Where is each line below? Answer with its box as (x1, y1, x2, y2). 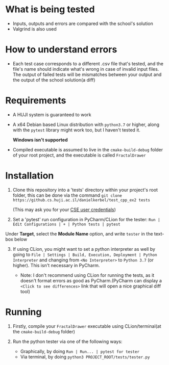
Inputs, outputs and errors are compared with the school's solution (12, 20, 153, 27)
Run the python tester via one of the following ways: (12, 338, 123, 345)
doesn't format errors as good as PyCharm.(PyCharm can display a (20, 277, 162, 283)
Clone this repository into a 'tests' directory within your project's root (12, 187, 158, 193)
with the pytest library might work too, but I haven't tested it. (12, 126, 140, 133)
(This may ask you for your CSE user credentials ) (12, 206, 116, 213)
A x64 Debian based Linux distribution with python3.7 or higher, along (12, 121, 160, 127)
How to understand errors (5, 44, 117, 56)
